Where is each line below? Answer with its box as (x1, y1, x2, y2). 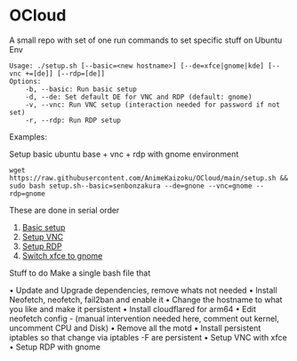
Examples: (9, 131, 47, 142)
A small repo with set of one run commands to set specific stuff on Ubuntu (9, 35, 283, 45)
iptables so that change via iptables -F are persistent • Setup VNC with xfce (9, 332, 287, 342)
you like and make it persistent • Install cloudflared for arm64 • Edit (9, 303, 256, 314)
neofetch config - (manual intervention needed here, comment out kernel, (9, 313, 280, 324)
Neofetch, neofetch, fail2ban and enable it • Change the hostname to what (9, 294, 283, 305)
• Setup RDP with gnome (9, 341, 100, 352)
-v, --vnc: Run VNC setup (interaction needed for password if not (25, 100, 280, 109)
